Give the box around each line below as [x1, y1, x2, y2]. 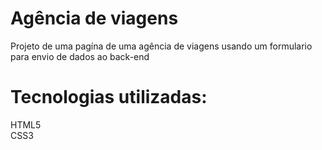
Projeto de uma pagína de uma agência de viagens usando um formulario [10, 40, 313, 52]
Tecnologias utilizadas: [10, 86, 208, 109]
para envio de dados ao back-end [10, 50, 150, 62]
